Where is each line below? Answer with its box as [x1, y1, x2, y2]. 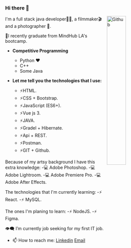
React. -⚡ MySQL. [5, 197, 42, 203]
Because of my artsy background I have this [5, 159, 95, 165]
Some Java [19, 68, 43, 74]
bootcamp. [5, 38, 27, 44]
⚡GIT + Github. [19, 147, 51, 153]
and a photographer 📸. [5, 23, 51, 29]
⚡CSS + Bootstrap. [19, 95, 59, 101]
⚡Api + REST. [19, 132, 47, 138]
